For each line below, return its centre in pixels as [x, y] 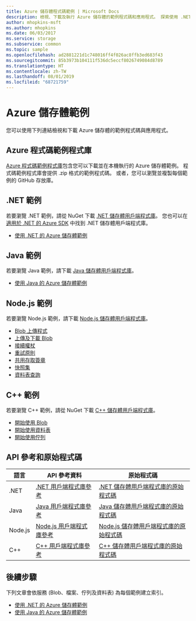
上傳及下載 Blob [34, 338]
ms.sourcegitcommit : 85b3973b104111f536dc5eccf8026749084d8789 [85, 60]
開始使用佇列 [30, 437]
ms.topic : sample [27, 50]
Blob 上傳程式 [31, 331]
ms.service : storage [31, 39]
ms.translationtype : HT [35, 66]
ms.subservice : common [34, 44]
